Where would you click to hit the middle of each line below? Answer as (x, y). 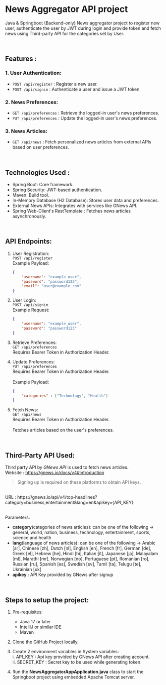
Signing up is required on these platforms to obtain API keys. (79, 482)
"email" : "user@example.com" (52, 286)
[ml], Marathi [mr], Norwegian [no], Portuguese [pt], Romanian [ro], (81, 559)
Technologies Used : (37, 172)
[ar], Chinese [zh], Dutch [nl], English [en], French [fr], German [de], (82, 548)
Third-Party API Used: (40, 455)
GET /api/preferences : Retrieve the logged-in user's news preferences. (86, 113)
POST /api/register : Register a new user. (55, 84)
